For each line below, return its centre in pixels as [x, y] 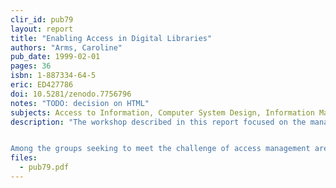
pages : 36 [31, 66]
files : [24, 158]
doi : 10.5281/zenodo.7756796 [71, 94]
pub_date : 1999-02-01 [55, 57]
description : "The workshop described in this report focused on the [158, 122]
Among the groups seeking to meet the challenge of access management [160, 149]
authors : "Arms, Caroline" [66, 47]
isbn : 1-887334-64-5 [53, 76]
